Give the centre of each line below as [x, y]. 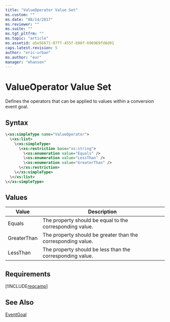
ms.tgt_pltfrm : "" [25, 34]
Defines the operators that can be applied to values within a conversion [80, 101]
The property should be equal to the [85, 220]
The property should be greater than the [90, 235]
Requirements [28, 274]
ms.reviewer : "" [22, 24]
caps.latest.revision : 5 [31, 48]
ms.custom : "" [20, 15]
